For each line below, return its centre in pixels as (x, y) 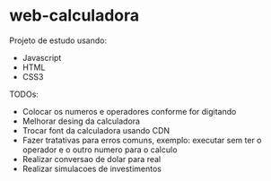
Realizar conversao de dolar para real (92, 159)
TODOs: (24, 94)
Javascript (42, 57)
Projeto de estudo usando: (58, 40)
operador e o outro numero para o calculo (100, 150)
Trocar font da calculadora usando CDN (96, 130)
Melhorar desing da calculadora (81, 121)
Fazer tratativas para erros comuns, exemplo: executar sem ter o (142, 140)
